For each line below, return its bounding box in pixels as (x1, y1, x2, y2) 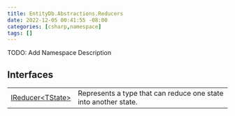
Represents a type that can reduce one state (78, 88, 224, 98)
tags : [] (7, 29, 33, 37)
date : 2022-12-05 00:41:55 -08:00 (7, 17, 108, 24)
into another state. (78, 97, 138, 107)
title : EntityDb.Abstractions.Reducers (7, 10, 124, 17)
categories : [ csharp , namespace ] (7, 23, 101, 30)
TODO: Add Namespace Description (7, 49, 112, 57)
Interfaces (7, 69, 54, 81)
